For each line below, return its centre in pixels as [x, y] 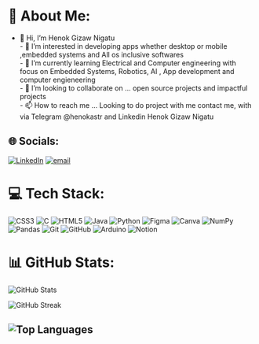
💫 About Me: [49, 16]
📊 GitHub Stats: [62, 262]
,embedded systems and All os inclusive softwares [102, 54]
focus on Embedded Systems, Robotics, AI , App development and [127, 71]
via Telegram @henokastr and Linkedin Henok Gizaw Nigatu [117, 117]
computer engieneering [57, 80]
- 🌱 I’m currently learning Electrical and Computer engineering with [128, 63]
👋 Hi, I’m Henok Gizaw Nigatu [67, 38]
